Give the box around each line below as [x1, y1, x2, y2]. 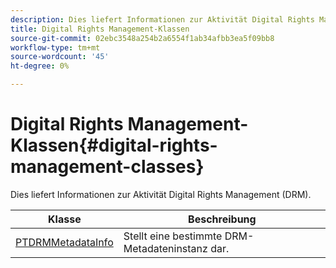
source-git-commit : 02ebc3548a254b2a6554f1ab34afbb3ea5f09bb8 [10, 33, 275, 43]
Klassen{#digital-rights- [10, 134, 218, 157]
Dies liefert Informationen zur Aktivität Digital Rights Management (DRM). [10, 188, 312, 200]
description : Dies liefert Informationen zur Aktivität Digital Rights [10, 14, 315, 25]
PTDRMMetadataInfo [15, 235, 114, 249]
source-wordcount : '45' [10, 52, 110, 62]
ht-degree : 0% [10, 61, 70, 71]
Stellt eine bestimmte [123, 229, 223, 243]
